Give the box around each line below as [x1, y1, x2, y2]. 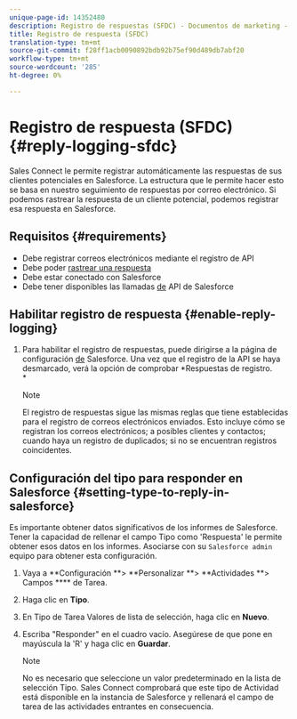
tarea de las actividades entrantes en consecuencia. [21, 701, 214, 712]
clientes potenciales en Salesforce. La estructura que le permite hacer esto [9, 174, 285, 185]
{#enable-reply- [184, 306, 276, 321]
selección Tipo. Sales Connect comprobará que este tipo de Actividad [21, 683, 279, 693]
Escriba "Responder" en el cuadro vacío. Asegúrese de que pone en [21, 629, 273, 640]
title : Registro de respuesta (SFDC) [9, 29, 149, 38]
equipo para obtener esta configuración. [9, 551, 157, 561]
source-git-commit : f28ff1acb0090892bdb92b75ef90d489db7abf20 [9, 46, 245, 55]
